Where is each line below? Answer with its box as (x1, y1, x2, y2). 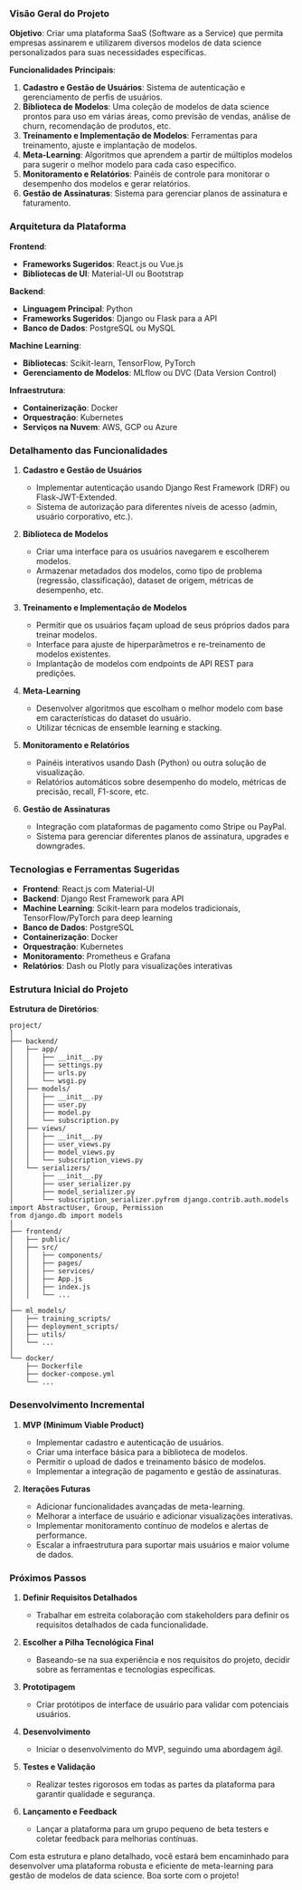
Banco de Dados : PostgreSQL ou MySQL (22, 322, 176, 333)
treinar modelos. (35, 628, 98, 640)
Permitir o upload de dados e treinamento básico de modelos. (35, 1456, 267, 1467)
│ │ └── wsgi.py (9, 1077, 88, 1086)
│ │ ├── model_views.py (9, 1148, 116, 1157)
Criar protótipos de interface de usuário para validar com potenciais (35, 1699, 289, 1710)
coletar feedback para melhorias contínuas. (35, 1833, 199, 1845)
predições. (35, 667, 77, 678)
